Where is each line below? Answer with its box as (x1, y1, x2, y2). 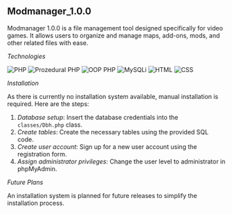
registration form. (17, 150, 67, 158)
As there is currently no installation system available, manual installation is (7, 92, 219, 100)
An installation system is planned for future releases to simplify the (7, 191, 197, 199)
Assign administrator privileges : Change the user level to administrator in (17, 157, 226, 166)
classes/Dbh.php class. (17, 121, 83, 129)
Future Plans (7, 178, 44, 186)
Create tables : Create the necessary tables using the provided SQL (17, 127, 209, 136)
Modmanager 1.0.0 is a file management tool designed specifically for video (7, 24, 224, 32)
